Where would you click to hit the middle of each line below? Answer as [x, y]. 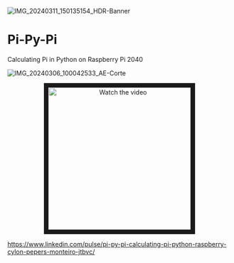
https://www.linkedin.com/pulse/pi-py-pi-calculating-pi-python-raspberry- [117, 244]
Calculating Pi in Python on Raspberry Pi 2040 [75, 59]
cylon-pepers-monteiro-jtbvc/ [51, 252]
